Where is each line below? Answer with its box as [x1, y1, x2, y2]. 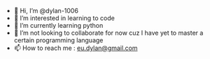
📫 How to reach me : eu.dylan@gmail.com [13, 44, 138, 52]
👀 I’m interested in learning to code [13, 14, 115, 22]
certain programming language [13, 36, 104, 44]
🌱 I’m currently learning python [13, 22, 104, 29]
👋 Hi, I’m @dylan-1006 [13, 7, 79, 15]
